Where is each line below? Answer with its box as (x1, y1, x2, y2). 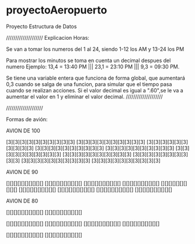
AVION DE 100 (6, 127, 41, 134)
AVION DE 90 (6, 168, 39, 176)
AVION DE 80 (6, 197, 39, 204)
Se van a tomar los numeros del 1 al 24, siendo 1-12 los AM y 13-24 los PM (6, 45, 184, 53)
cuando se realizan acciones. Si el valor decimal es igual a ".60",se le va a (6, 87, 184, 94)
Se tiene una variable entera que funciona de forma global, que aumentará (6, 74, 186, 81)
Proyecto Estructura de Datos (6, 23, 77, 30)
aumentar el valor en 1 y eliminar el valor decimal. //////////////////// (6, 93, 163, 100)
